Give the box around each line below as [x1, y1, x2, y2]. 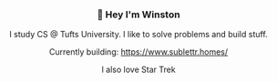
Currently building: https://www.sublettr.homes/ [48, 46, 229, 57]
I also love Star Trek [101, 64, 176, 76]
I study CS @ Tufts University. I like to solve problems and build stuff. [9, 29, 268, 40]
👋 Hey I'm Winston [97, 8, 180, 21]
